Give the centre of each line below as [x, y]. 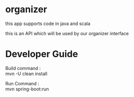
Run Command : [22, 83]
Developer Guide [42, 54]
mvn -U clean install [26, 74]
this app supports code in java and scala [48, 23]
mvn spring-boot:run [27, 89]
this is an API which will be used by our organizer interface [67, 33]
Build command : [23, 68]
